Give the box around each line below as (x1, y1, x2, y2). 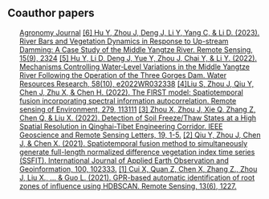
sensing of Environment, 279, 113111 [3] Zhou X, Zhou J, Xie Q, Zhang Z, (18, 104, 256, 114)
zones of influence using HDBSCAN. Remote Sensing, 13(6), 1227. (18, 181, 238, 191)
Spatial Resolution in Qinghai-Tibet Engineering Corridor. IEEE (18, 121, 223, 131)
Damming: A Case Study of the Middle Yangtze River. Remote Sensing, (18, 44, 254, 55)
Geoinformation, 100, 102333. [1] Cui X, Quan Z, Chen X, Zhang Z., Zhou (18, 164, 258, 173)
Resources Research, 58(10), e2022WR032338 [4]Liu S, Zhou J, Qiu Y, (18, 79, 255, 88)
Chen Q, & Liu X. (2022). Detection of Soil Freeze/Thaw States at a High (18, 112, 256, 123)
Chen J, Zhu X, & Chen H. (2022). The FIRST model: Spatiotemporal (18, 87, 244, 97)
